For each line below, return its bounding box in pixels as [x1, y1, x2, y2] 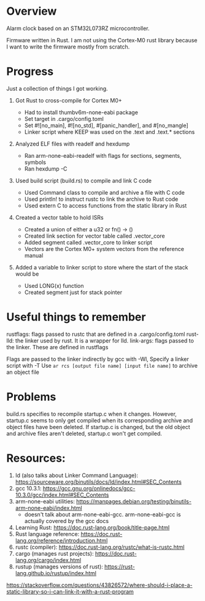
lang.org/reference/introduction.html [15, 537, 108, 544]
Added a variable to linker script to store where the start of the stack [15, 263, 188, 271]
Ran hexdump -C [24, 165, 68, 173]
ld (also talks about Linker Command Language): [15, 471, 138, 479]
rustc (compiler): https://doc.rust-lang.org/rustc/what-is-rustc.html [15, 543, 185, 551]
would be [15, 270, 39, 277]
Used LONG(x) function [24, 282, 84, 289]
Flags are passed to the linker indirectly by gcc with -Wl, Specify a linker [6, 355, 189, 363]
